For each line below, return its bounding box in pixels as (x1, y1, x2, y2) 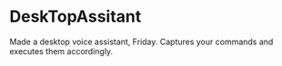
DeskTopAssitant (9, 6, 142, 27)
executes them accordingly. (9, 45, 114, 56)
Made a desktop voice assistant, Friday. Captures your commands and (9, 36, 274, 47)
